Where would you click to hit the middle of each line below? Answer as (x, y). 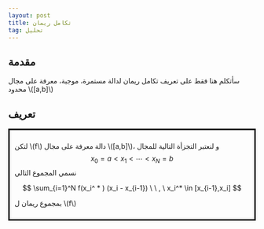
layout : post (29, 15)
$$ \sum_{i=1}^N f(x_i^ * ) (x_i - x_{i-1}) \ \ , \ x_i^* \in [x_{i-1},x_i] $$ (132, 188)
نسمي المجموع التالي (46, 172)
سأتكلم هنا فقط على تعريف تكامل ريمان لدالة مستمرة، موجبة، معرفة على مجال (124, 81)
